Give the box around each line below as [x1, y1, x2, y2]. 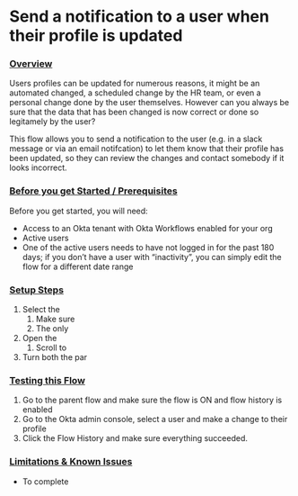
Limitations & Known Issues [9, 455, 133, 468]
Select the [22, 304, 61, 315]
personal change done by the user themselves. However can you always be [9, 97, 290, 108]
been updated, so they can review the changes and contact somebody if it [9, 153, 285, 164]
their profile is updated [9, 25, 183, 46]
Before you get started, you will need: [9, 205, 148, 216]
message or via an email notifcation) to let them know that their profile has [9, 143, 285, 154]
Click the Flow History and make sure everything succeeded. [22, 433, 249, 444]
